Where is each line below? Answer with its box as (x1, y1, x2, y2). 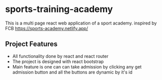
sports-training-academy (5, 3, 113, 15)
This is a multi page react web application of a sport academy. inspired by (5, 20, 157, 26)
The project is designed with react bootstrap (12, 58, 104, 64)
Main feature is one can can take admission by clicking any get (12, 63, 142, 69)
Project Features (5, 40, 58, 48)
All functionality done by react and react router (12, 53, 109, 59)
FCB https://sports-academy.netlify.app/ (5, 25, 88, 31)
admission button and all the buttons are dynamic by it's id (12, 69, 133, 75)
